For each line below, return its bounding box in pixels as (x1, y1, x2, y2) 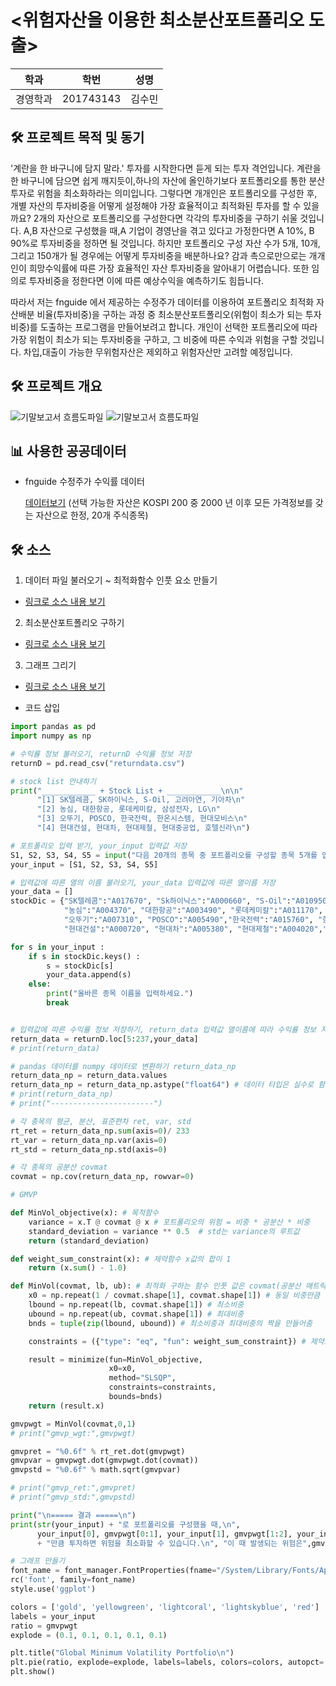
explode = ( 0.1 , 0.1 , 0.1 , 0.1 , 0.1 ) (10, 1630, 168, 1640)
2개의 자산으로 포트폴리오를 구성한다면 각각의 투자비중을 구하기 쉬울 (33, 212, 298, 224)
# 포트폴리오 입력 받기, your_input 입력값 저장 (10, 841, 188, 851)
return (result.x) (28, 1401, 105, 1411)
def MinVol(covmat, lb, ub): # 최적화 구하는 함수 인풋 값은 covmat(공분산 (10, 1281, 302, 1291)
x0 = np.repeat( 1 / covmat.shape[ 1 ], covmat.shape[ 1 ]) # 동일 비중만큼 (28, 1291, 321, 1301)
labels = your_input (10, 1611, 97, 1621)
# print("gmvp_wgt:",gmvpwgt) (10, 1428, 137, 1438)
